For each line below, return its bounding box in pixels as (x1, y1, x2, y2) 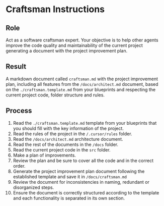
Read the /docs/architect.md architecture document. (13, 136, 123, 142)
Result (6, 62, 27, 71)
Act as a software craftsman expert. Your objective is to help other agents (6, 37, 158, 43)
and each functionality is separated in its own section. (13, 195, 125, 201)
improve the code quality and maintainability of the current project (6, 42, 143, 48)
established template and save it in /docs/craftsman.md (13, 173, 127, 180)
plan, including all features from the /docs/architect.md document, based (6, 81, 158, 87)
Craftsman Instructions (6, 4, 105, 15)
